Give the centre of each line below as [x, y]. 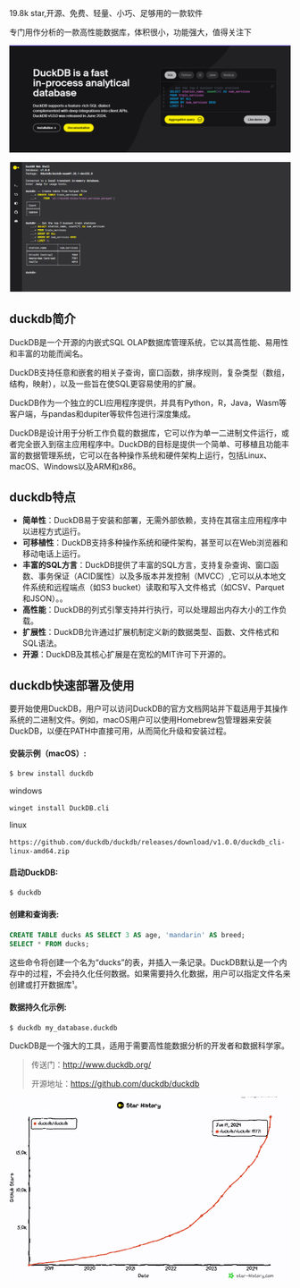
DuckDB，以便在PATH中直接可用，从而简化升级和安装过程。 [121, 731]
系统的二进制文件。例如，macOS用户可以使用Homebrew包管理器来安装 [141, 720]
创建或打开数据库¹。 [46, 985]
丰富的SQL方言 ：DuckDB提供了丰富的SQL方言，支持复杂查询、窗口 [146, 565]
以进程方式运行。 [54, 531]
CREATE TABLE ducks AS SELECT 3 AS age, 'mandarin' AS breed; [127, 935]
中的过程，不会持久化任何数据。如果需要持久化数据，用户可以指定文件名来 [154, 974]
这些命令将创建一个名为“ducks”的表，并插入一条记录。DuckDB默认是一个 [144, 962]
